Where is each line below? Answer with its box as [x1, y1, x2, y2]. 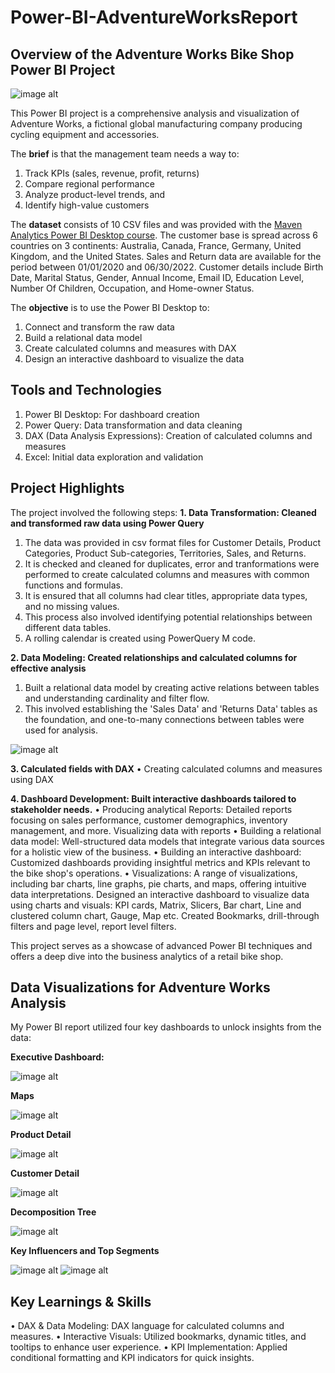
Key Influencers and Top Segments [10, 1245, 160, 1257]
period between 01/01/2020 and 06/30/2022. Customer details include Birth [10, 261, 324, 273]
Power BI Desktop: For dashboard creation [24, 408, 200, 420]
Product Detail [10, 1129, 72, 1141]
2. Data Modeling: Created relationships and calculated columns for [10, 651, 298, 663]
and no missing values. [24, 600, 120, 612]
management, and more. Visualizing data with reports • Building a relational [10, 824, 322, 836]
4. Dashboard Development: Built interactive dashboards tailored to [10, 792, 297, 805]
